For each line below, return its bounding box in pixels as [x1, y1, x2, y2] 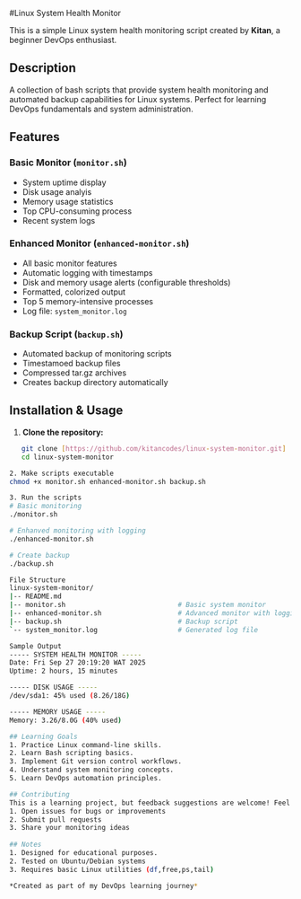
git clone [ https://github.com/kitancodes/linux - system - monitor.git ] [21, 444, 287, 453]
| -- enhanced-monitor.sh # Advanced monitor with [9, 609, 271, 618]
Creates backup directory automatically [21, 377, 168, 388]
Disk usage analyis [21, 186, 92, 197]
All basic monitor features [21, 258, 118, 269]
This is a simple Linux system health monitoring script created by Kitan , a [9, 25, 280, 35]
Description [9, 60, 76, 75]
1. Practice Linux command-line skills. [9, 740, 163, 749]
